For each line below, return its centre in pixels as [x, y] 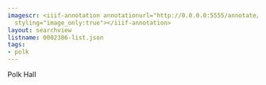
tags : [16, 45]
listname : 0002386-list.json [56, 37]
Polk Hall [22, 74]
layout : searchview [40, 30]
